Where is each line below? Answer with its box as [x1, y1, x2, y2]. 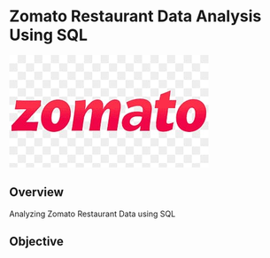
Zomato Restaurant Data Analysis [9, 6, 262, 27]
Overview [9, 184, 65, 200]
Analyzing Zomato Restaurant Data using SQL [9, 208, 176, 219]
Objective [9, 234, 65, 249]
